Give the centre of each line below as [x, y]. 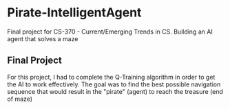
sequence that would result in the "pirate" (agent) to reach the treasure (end [115, 91]
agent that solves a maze [43, 38]
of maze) [20, 99]
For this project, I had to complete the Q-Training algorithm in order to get [111, 77]
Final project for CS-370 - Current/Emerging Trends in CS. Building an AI [110, 32]
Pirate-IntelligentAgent [74, 13]
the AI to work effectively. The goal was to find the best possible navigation [114, 84]
